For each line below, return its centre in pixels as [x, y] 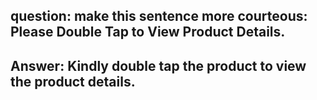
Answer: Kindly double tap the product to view [158, 65]
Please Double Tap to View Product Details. [148, 32]
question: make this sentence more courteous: [159, 16]
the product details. [73, 81]
